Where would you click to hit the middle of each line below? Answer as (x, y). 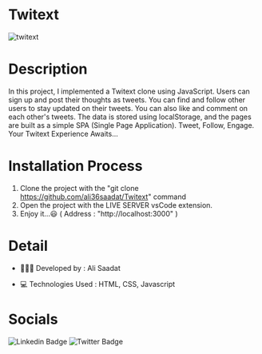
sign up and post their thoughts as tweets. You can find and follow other (127, 99)
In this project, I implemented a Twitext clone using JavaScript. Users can (129, 91)
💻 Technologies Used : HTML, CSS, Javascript (97, 284)
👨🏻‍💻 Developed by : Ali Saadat (70, 268)
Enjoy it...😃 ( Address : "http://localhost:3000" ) (99, 213)
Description (48, 69)
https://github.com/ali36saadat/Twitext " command (103, 197)
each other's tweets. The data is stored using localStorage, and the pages (130, 117)
